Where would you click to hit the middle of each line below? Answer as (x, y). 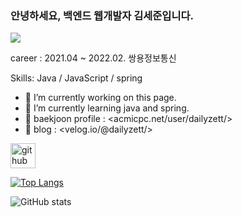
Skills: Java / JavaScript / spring (76, 78)
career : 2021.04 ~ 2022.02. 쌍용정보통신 (93, 58)
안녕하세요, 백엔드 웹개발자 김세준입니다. (102, 15)
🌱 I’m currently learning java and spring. (107, 108)
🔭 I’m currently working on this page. (100, 98)
